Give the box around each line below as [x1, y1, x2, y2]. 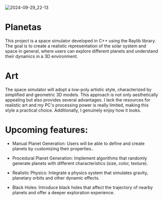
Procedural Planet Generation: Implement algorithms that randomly [12, 155, 147, 161]
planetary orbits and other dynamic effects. [12, 175, 100, 180]
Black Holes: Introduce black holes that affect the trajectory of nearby [12, 184, 153, 190]
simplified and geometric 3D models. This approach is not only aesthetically [5, 92, 158, 98]
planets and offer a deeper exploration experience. [12, 189, 115, 195]
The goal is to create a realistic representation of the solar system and [5, 43, 146, 49]
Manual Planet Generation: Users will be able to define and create [12, 140, 145, 146]
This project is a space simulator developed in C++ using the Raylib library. [5, 38, 156, 43]
